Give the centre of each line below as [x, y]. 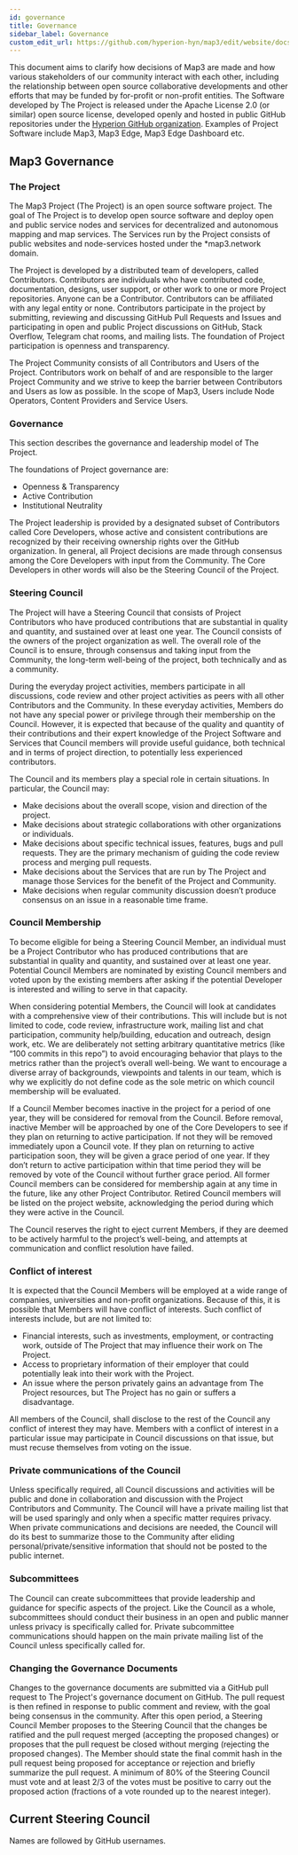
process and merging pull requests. [87, 862]
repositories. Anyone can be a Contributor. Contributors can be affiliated [141, 298]
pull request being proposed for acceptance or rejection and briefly [132, 1764]
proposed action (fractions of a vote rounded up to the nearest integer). [140, 1792]
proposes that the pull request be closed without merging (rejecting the [140, 1744]
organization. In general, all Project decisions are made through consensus [146, 551]
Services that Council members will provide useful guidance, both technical [147, 743]
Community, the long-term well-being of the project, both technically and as [148, 659]
